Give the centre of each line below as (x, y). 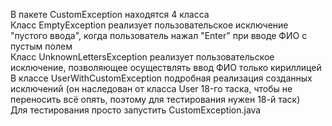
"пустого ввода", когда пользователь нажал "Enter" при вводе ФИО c (159, 35)
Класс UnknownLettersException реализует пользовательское (142, 57)
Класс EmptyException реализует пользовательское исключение (149, 25)
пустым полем (41, 46)
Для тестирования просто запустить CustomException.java (136, 110)
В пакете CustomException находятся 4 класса (110, 14)
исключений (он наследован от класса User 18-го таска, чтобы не (151, 88)
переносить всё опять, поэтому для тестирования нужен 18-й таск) (155, 99)
